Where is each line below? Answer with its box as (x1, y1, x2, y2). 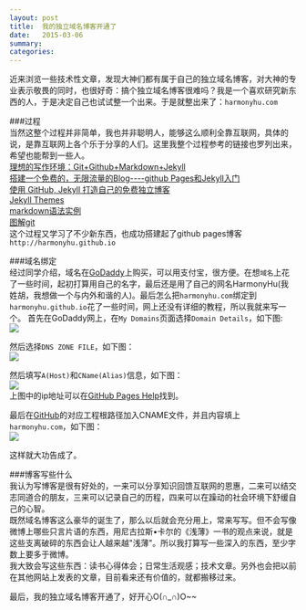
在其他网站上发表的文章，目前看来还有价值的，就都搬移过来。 (9, 572, 241, 583)
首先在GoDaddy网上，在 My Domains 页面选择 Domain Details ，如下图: (26, 312, 283, 324)
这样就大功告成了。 (9, 449, 82, 461)
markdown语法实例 (9, 205, 82, 216)
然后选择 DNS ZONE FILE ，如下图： (9, 342, 135, 352)
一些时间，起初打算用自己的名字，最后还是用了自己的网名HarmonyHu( (16, 279, 281, 289)
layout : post (9, 13, 59, 23)
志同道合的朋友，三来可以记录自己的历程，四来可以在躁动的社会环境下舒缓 (9, 492, 289, 503)
